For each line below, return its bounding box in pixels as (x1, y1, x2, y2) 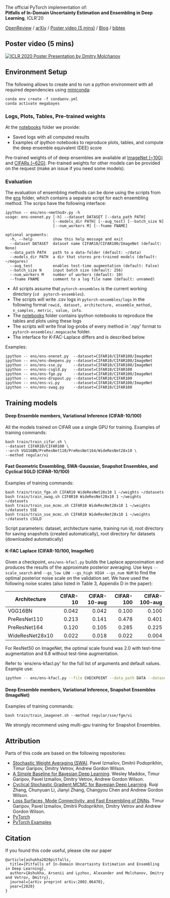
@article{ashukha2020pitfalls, (5, 857, 71, 862)
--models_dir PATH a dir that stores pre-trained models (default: (10, 255, 157, 260)
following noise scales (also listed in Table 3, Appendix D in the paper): (5, 580, 153, 586)
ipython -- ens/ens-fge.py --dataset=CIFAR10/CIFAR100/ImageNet (5, 371, 153, 377)
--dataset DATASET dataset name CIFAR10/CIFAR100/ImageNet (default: (10, 241, 162, 247)
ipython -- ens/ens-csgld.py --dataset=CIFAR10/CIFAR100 (5, 367, 133, 372)
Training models (5, 398, 58, 407)
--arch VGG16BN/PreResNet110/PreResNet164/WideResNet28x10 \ (5, 448, 137, 453)
